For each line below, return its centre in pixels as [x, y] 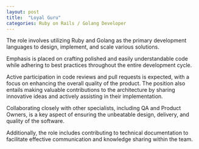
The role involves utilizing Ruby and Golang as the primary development [96, 41]
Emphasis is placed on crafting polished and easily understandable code [97, 59]
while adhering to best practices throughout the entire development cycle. [99, 65]
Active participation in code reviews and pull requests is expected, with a [98, 77]
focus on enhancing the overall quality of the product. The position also [96, 83]
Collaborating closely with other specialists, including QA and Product [94, 108]
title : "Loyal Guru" [34, 18]
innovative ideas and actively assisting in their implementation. [85, 96]
